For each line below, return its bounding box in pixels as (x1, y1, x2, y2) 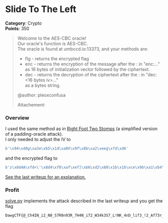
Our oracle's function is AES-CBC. (17, 40, 88, 46)
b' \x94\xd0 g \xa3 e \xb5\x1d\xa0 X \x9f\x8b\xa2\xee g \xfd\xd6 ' (5, 146, 128, 151)
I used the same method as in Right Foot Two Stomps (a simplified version (5, 126, 158, 132)
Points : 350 (5, 25, 29, 31)
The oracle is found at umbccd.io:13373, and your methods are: (17, 46, 148, 52)
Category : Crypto (5, 20, 42, 26)
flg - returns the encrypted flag (24, 55, 89, 61)
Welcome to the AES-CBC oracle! (17, 35, 86, 41)
